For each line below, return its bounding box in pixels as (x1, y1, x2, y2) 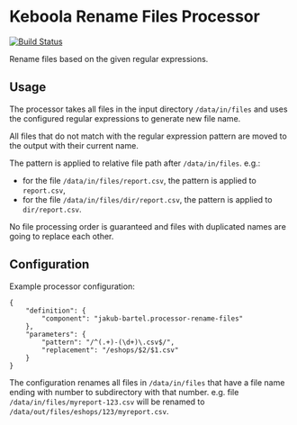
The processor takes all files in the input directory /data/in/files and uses (9, 104, 288, 114)
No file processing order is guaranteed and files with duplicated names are (9, 221, 286, 231)
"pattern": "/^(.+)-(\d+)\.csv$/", (41, 338, 175, 347)
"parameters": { (25, 330, 87, 339)
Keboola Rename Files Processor (9, 6, 261, 27)
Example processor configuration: (9, 281, 135, 292)
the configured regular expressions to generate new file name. (9, 113, 241, 123)
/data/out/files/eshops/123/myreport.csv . (9, 405, 169, 416)
